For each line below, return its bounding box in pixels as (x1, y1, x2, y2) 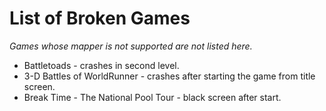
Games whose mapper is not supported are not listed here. (9, 40, 253, 52)
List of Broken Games (9, 7, 191, 30)
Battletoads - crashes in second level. (23, 59, 180, 71)
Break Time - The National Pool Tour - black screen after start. (23, 91, 282, 103)
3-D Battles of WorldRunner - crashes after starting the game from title (23, 70, 316, 82)
